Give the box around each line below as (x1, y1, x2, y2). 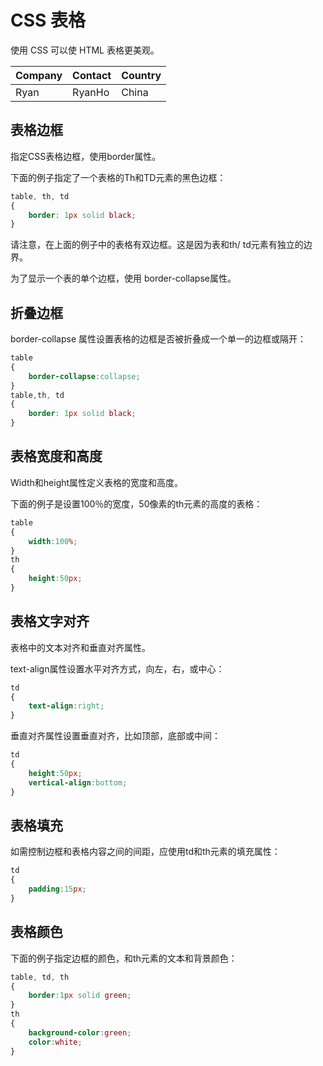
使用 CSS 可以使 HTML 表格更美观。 (10, 44, 160, 56)
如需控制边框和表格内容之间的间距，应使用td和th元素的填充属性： (10, 846, 281, 858)
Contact (72, 68, 112, 82)
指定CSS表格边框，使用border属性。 (10, 150, 162, 162)
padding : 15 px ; (28, 884, 87, 895)
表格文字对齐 (10, 613, 90, 630)
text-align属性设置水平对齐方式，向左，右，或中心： (10, 662, 225, 675)
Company (15, 68, 63, 82)
